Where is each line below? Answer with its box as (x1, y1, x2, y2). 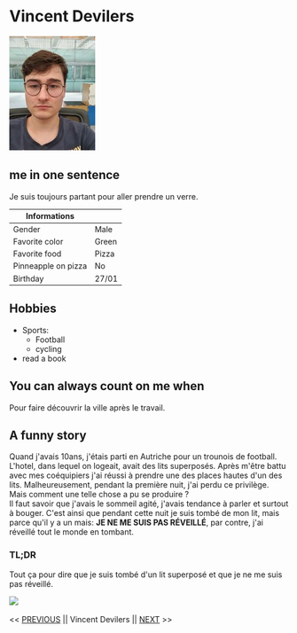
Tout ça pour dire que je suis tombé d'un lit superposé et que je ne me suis (9, 569, 283, 580)
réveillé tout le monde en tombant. (9, 527, 135, 537)
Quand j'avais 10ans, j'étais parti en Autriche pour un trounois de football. (9, 451, 277, 462)
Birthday (12, 273, 44, 284)
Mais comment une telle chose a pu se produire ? (9, 489, 190, 500)
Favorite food (12, 248, 62, 259)
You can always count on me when (9, 379, 205, 394)
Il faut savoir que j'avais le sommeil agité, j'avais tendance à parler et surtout (9, 498, 289, 509)
